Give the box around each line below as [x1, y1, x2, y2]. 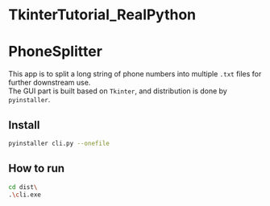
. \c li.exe [8, 191, 42, 199]
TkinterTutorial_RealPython [8, 6, 197, 24]
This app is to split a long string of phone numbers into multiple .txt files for [8, 69, 262, 79]
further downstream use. [8, 78, 91, 88]
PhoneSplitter [8, 43, 103, 61]
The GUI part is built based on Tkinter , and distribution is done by [8, 86, 227, 96]
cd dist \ [8, 183, 38, 191]
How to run [8, 162, 65, 175]
